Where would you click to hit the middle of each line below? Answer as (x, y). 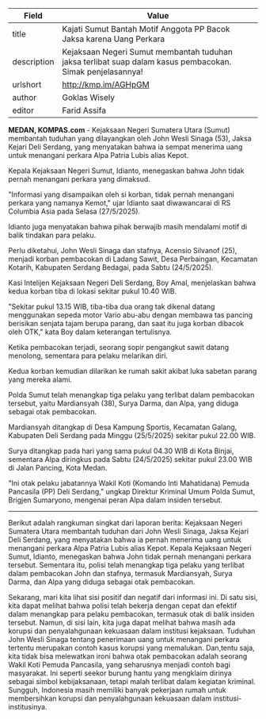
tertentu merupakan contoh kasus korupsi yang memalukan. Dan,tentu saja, (131, 648)
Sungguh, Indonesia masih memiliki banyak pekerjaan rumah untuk (118, 690)
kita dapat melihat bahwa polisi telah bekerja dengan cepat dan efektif (123, 606)
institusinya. (28, 707)
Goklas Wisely (88, 97)
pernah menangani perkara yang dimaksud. (79, 179)
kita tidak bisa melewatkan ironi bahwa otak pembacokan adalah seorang (128, 656)
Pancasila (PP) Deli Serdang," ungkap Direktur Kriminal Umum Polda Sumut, (132, 492)
